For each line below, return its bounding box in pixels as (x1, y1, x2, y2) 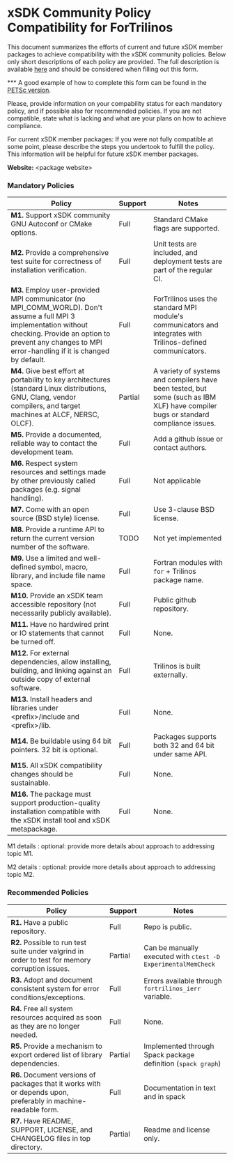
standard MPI (153, 303, 197, 313)
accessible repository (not (10, 600, 97, 609)
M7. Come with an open (10, 505, 89, 515)
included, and (153, 248, 198, 258)
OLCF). (10, 419, 34, 428)
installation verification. (10, 265, 87, 275)
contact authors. (153, 443, 208, 453)
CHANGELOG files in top (10, 1133, 91, 1143)
